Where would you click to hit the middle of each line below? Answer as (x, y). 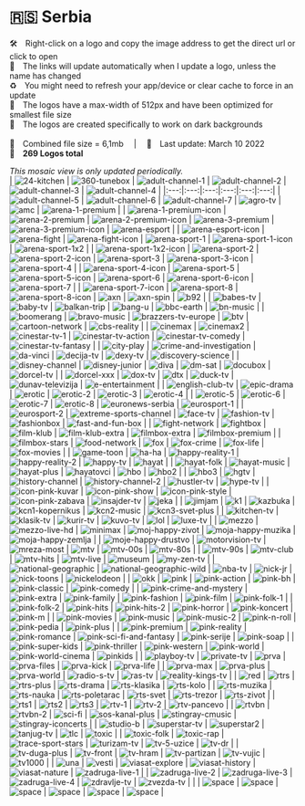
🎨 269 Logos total (46, 153)
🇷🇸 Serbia (51, 17)
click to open (34, 56)
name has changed (46, 76)
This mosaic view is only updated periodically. (97, 171)
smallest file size (41, 114)
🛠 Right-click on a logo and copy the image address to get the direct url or (152, 43)
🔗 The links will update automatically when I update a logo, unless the (142, 66)
